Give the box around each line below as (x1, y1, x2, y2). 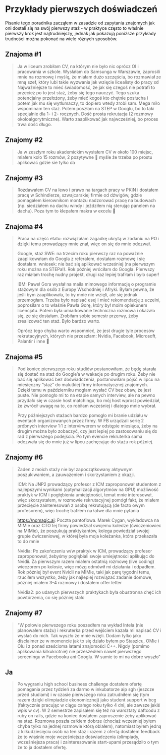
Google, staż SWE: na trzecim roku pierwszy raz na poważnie (17, 251, 143, 257)
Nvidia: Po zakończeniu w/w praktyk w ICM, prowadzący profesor (17, 548, 153, 554)
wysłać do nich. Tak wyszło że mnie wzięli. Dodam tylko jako (17, 632, 142, 638)
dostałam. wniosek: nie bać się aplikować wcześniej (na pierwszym (17, 261, 155, 267)
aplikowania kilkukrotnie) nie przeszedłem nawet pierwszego (17, 648, 142, 654)
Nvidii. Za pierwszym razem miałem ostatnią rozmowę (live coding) (17, 558, 155, 564)
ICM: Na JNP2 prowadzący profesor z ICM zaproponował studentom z (17, 481, 162, 487)
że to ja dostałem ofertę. (17, 745, 67, 751)
